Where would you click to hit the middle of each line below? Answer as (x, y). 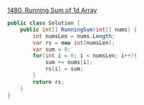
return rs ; (49, 82)
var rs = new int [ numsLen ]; (74, 43)
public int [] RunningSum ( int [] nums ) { (79, 30)
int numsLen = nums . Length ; (74, 36)
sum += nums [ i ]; (69, 63)
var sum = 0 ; (52, 49)
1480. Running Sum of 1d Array (52, 10)
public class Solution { (44, 23)
